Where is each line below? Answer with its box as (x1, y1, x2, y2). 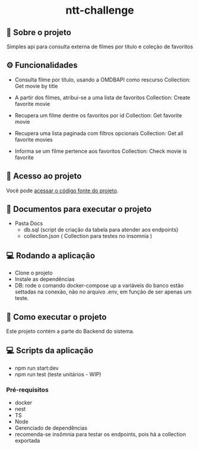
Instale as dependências (14, 276, 75, 283)
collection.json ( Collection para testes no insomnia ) (23, 233, 153, 240)
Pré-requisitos (6, 385, 49, 393)
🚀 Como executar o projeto (6, 312, 107, 322)
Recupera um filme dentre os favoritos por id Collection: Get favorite (14, 111, 182, 119)
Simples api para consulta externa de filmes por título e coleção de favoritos (7, 43, 193, 50)
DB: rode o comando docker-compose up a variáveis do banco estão (14, 282, 184, 289)
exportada (14, 437, 40, 444)
